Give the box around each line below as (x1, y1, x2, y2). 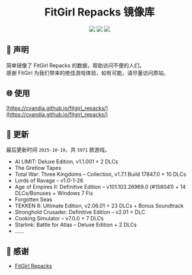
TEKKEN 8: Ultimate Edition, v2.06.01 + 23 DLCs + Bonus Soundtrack (14, 203, 184, 210)
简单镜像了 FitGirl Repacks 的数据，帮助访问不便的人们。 (6, 62, 145, 69)
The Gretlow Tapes (14, 165, 62, 172)
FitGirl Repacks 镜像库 (44, 5, 155, 19)
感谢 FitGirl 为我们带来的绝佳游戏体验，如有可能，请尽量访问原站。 (6, 69, 169, 76)
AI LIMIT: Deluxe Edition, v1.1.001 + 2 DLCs (14, 158, 119, 165)
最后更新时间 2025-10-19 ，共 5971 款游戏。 (6, 146, 111, 153)
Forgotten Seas (14, 196, 52, 203)
